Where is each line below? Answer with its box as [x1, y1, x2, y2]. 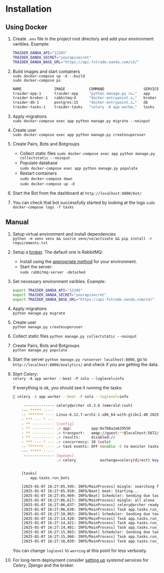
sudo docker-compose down [19, 176, 73, 181]
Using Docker [5, 23, 48, 31]
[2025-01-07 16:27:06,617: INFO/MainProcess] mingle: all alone [21, 498, 155, 503]
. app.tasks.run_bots [25, 475, 70, 480]
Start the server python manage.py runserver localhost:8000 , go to [12, 356, 147, 362]
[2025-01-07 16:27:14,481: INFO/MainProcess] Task [21, 525, 127, 530]
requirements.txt [12, 241, 48, 245]
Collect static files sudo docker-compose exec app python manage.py [19, 151, 155, 156]
